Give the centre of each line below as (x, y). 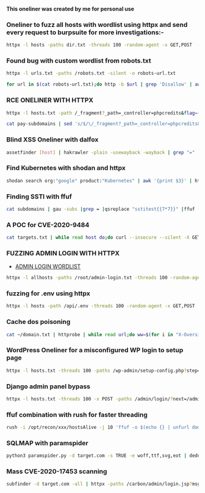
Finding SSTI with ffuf (39, 197)
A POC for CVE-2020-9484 (48, 225)
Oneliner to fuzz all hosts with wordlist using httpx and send (97, 24)
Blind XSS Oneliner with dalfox (52, 140)
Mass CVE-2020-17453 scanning (57, 472)
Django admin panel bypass (48, 386)
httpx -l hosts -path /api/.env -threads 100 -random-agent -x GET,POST (101, 306)
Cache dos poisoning (38, 322)
